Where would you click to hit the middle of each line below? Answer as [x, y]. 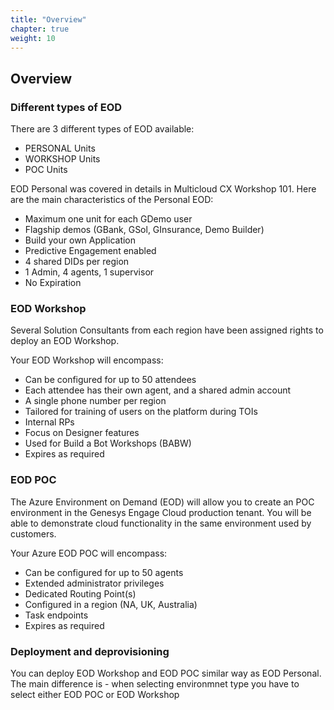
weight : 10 [33, 38]
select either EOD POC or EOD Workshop [95, 694]
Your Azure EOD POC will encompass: [89, 553]
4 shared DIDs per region [77, 262]
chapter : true [40, 29]
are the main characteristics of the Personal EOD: [112, 200]
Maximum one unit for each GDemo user [108, 219]
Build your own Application [80, 240]
